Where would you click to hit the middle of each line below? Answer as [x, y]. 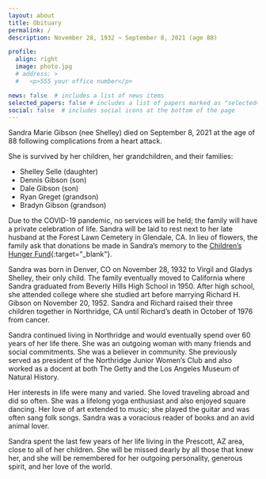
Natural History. [34, 377]
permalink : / [30, 30]
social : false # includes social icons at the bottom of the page [122, 110]
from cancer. [29, 320]
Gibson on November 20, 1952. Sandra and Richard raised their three [121, 303]
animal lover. [29, 426]
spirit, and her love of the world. [60, 466]
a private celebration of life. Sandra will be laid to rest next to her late [121, 229]
